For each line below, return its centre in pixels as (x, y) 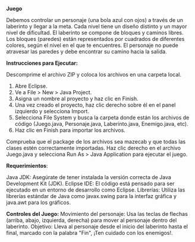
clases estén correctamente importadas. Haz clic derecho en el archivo (94, 148)
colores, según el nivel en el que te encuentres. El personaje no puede (92, 45)
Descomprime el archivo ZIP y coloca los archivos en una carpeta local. (94, 74)
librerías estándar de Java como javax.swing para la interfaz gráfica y (92, 196)
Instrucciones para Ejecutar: (42, 63)
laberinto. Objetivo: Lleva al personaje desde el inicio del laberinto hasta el (97, 227)
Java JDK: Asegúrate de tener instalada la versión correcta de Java (89, 177)
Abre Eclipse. (31, 86)
